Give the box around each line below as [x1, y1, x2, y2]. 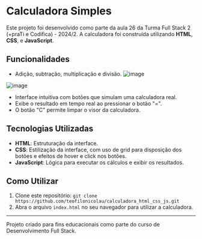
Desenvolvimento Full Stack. [6, 227, 77, 235]
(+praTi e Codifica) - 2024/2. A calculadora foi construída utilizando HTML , [6, 30, 194, 37]
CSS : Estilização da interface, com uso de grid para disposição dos [14, 146, 182, 153]
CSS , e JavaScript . [6, 37, 54, 44]
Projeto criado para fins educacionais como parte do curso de [6, 221, 161, 228]
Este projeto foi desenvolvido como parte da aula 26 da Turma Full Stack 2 [6, 24, 191, 31]
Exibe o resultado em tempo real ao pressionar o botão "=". [14, 100, 162, 107]
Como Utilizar [6, 176, 59, 186]
